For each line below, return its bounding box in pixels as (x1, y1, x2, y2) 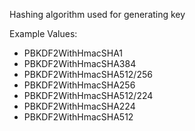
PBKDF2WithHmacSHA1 (23, 47, 124, 59)
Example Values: (9, 28, 78, 39)
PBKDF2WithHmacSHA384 (23, 58, 137, 69)
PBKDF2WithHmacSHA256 (23, 79, 136, 91)
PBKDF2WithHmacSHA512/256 (23, 69, 153, 80)
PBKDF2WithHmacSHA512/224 (23, 90, 154, 101)
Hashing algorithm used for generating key (9, 9, 186, 20)
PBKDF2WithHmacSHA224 (23, 100, 136, 112)
